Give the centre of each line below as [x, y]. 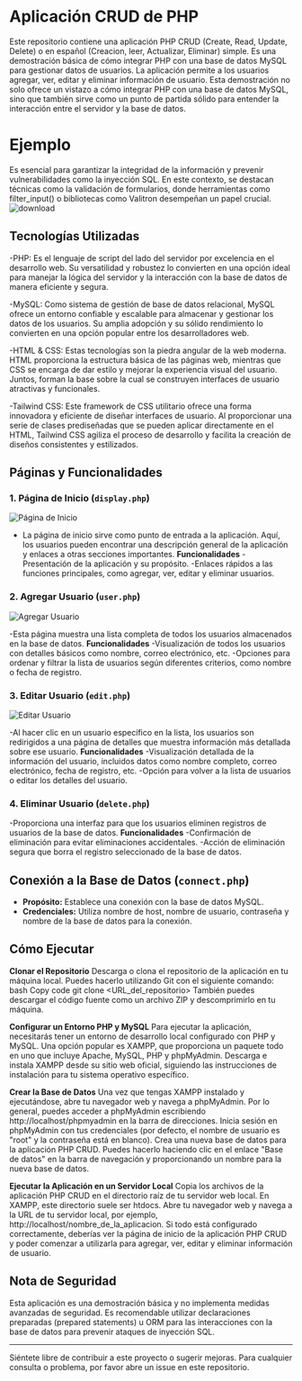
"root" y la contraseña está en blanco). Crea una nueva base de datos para [148, 1140]
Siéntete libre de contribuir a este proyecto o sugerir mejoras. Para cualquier [151, 1358]
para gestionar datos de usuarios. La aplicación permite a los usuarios [139, 70]
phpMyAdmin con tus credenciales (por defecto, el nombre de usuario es [145, 1130]
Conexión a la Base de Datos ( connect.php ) [129, 880]
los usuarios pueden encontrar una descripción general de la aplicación [155, 545]
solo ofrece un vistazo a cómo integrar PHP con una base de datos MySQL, [149, 89]
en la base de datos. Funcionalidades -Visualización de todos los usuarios [147, 643]
